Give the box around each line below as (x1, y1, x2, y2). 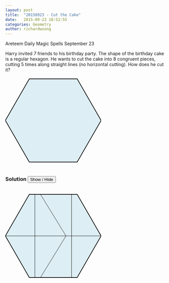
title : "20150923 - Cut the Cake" (5, 12, 81, 17)
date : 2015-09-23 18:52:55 (5, 17, 67, 22)
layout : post (5, 7, 33, 13)
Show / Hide (30, 177, 54, 182)
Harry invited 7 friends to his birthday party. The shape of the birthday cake (5, 51, 164, 57)
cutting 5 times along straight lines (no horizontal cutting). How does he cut (5, 61, 164, 68)
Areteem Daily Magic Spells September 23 (5, 40, 94, 47)
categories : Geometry (5, 21, 52, 27)
